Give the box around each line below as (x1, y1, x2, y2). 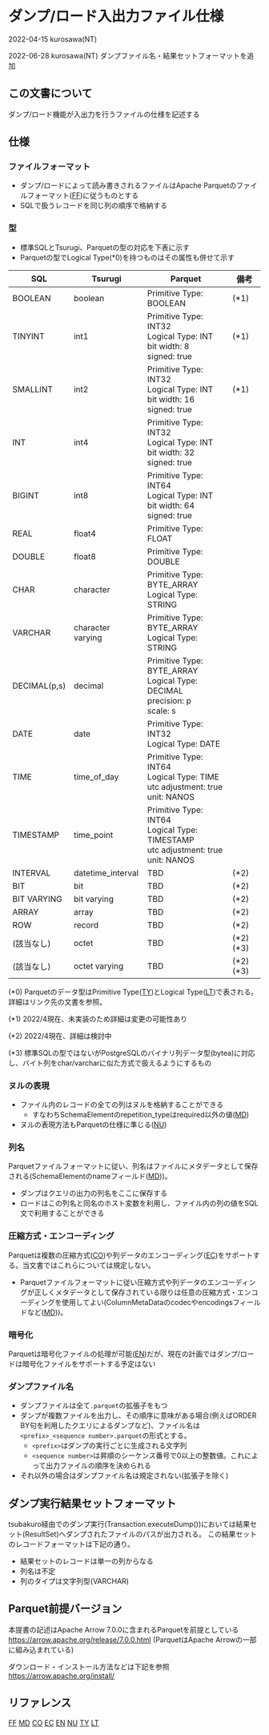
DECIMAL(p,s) (12, 680, 66, 691)
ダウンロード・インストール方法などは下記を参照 (8, 1661, 170, 1671)
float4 (73, 528, 96, 539)
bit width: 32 (147, 446, 195, 457)
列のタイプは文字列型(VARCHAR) (19, 1576, 130, 1586)
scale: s (147, 705, 176, 716)
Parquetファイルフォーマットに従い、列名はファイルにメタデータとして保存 (8, 1161, 259, 1171)
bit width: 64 (147, 500, 195, 511)
